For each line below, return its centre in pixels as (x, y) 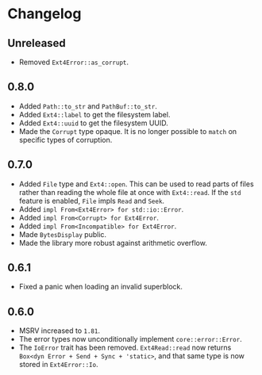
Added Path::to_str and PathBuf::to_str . (88, 106)
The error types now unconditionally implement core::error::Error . (131, 339)
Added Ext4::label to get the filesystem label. (94, 114)
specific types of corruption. (65, 140)
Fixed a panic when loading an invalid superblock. (101, 287)
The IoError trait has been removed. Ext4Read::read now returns (125, 348)
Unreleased (37, 43)
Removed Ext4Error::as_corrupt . (73, 62)
